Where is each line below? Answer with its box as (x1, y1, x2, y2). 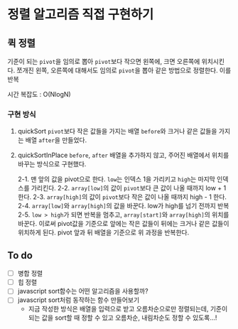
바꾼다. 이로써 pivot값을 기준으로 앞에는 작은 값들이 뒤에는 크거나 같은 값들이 (17, 220, 229, 228)
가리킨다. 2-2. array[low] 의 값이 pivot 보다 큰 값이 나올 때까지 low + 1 (31, 184, 227, 193)
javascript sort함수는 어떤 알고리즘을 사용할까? (17, 287, 148, 296)
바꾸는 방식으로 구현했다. (17, 160, 87, 168)
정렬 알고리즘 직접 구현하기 (7, 6, 154, 23)
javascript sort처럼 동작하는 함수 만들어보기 (17, 296, 140, 304)
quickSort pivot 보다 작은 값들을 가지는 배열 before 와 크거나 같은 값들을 (17, 127, 217, 136)
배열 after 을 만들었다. (25, 136, 87, 144)
